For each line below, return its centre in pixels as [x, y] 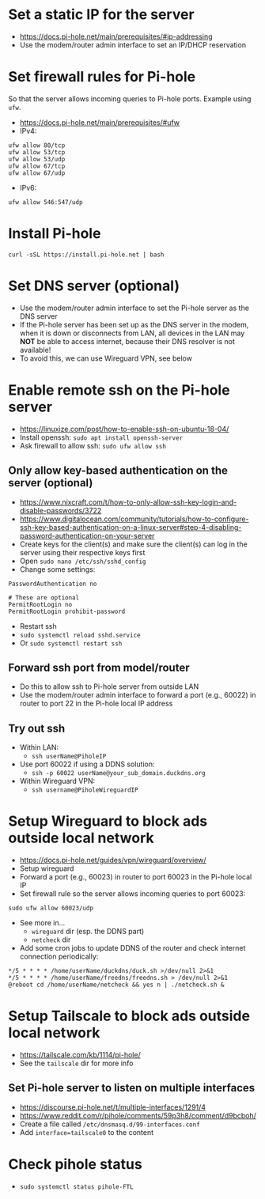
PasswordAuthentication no [53, 584]
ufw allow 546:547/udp [45, 202]
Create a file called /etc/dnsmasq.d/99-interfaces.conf [110, 1124]
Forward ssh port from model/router [99, 667]
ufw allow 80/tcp [37, 145]
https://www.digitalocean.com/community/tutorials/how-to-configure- [134, 519]
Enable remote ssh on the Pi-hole [119, 390]
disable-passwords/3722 [61, 510]
